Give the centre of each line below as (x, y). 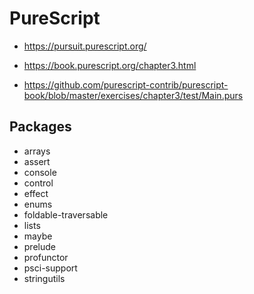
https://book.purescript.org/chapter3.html (110, 65)
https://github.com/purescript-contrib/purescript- (126, 84)
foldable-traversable (66, 214)
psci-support (50, 268)
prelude (39, 246)
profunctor (46, 257)
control (38, 183)
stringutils (44, 278)
